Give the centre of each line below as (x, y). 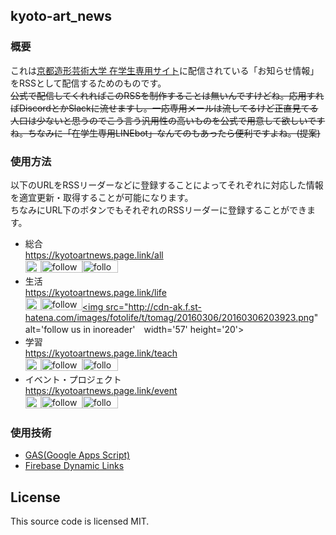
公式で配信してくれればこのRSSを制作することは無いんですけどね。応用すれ (167, 95)
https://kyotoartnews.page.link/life (95, 292)
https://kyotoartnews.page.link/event (101, 390)
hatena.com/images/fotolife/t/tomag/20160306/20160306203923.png (169, 317)
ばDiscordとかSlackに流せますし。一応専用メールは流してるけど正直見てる (164, 108)
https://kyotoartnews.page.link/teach (101, 353)
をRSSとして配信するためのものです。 (88, 83)
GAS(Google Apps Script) (77, 455)
